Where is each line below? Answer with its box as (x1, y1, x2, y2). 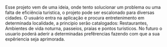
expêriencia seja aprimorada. (5, 36, 65, 42)
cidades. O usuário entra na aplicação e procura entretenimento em (5, 15, 145, 20)
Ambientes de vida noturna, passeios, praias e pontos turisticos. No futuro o (5, 25, 162, 31)
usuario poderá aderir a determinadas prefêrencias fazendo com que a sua (5, 31, 160, 36)
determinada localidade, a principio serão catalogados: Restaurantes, (5, 20, 148, 26)
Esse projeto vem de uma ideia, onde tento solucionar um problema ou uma (5, 4, 161, 10)
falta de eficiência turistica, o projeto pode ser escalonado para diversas (5, 9, 154, 15)
